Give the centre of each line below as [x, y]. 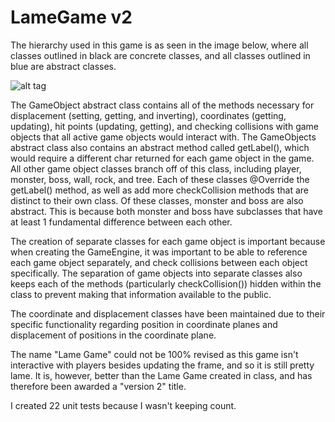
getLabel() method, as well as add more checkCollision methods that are [159, 190]
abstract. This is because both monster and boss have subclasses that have [166, 211]
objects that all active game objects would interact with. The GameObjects [163, 137]
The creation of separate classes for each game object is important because [168, 241]
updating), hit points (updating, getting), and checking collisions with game [165, 126]
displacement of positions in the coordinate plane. [113, 335]
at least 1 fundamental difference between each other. [121, 222]
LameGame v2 [71, 17]
